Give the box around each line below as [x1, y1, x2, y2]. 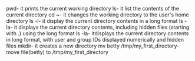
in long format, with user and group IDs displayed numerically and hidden [6, 36, 184, 43]
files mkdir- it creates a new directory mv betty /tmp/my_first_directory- [6, 42, 180, 49]
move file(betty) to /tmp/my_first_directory [6, 49, 109, 55]
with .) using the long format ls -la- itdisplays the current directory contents [6, 30, 189, 37]
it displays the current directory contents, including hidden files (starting [14, 23, 190, 30]
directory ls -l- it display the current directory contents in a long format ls [6, 18, 184, 24]
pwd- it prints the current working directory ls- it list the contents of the [6, 5, 180, 12]
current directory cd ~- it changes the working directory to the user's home [6, 11, 190, 18]
